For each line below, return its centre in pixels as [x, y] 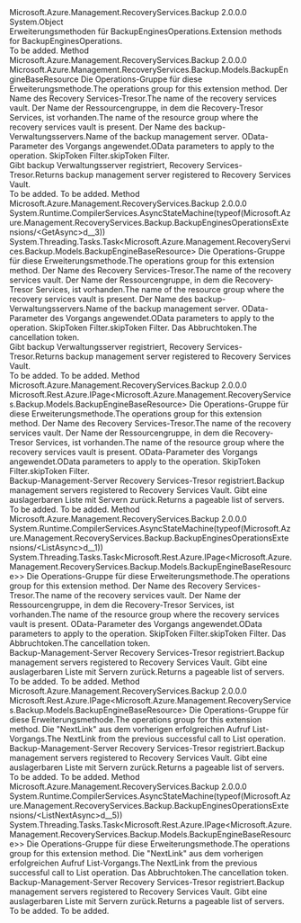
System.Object [36, 22]
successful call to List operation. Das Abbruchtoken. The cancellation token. [149, 873]
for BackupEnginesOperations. [66, 41]
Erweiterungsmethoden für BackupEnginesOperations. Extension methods [146, 31]
